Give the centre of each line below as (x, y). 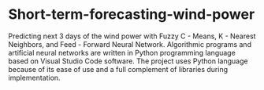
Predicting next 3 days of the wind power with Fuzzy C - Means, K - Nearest (132, 36)
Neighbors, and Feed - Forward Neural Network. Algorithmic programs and (130, 44)
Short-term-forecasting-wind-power (132, 14)
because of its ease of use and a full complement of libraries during (118, 69)
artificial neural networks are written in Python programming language (122, 52)
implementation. (34, 77)
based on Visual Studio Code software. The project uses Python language (128, 61)
